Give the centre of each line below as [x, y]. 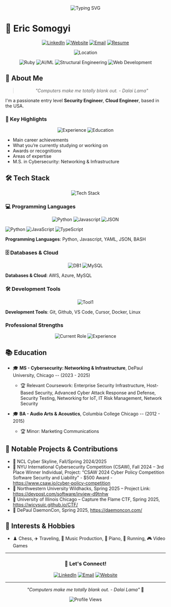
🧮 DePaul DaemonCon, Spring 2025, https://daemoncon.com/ [77, 510]
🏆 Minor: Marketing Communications [60, 431]
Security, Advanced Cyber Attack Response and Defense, [95, 393]
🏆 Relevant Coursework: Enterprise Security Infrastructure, [83, 385]
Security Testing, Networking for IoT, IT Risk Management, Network [91, 398]
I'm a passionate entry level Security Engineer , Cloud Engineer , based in [82, 100]
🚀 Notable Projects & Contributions [62, 449]
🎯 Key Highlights [26, 119]
